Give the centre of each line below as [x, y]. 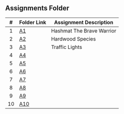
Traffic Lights [66, 47]
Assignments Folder [37, 8]
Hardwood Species [73, 38]
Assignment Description [84, 22]
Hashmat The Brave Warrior [83, 30]
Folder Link [33, 22]
